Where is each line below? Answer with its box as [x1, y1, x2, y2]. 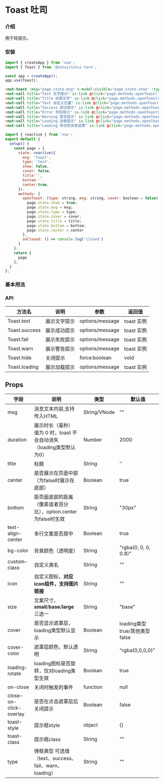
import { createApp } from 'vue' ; [5, 60, 76, 65]
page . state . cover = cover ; [26, 214, 82, 219]
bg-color [7, 547, 29, 554]
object [83, 722, 98, 729]
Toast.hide [7, 354, 32, 361]
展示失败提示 [45, 336, 75, 343]
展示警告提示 [45, 345, 75, 352]
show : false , [22, 164, 49, 169]
